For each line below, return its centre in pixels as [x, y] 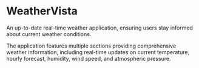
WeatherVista [42, 11]
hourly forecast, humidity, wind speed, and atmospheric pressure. [89, 58]
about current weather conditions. [49, 34]
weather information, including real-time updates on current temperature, [98, 52]
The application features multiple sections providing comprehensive [91, 46]
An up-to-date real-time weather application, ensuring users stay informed [99, 28]
